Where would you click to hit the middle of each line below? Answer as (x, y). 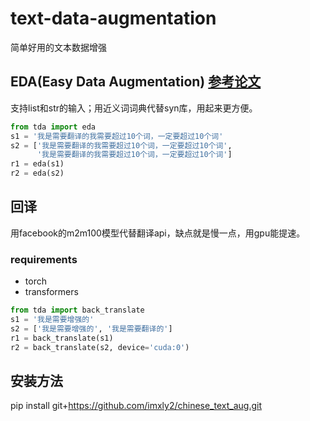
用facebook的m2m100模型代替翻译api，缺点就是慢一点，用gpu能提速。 (158, 233)
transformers (51, 292)
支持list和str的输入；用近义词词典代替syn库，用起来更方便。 (134, 108)
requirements (44, 259)
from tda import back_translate (77, 310)
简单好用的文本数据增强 (58, 47)
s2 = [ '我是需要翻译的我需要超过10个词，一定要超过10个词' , (121, 145)
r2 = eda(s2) (37, 173)
